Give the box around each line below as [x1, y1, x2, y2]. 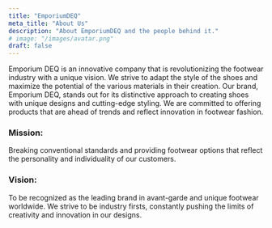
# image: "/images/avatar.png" [8, 34, 114, 43]
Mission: [8, 127, 44, 138]
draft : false [8, 42, 53, 50]
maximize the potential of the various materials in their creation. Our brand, [8, 82, 259, 91]
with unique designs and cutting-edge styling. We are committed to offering [8, 99, 261, 108]
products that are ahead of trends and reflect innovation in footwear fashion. [8, 107, 264, 117]
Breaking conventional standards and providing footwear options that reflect [8, 146, 263, 155]
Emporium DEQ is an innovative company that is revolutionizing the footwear [8, 64, 264, 74]
